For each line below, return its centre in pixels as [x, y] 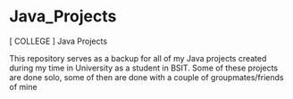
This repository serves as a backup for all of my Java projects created [138, 58]
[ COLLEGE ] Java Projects [59, 41]
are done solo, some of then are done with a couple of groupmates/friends [146, 77]
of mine [23, 87]
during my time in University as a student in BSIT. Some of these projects [144, 68]
